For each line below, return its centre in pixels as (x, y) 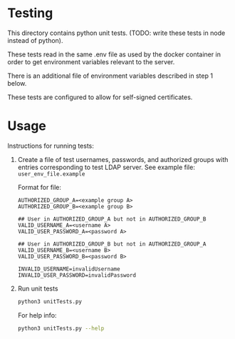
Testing (30, 13)
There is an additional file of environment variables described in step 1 (110, 76)
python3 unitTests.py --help (61, 328)
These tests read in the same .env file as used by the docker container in (114, 54)
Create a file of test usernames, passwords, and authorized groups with (123, 159)
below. (17, 83)
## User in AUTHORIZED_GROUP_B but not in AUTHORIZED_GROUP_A (112, 244)
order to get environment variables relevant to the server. (91, 61)
